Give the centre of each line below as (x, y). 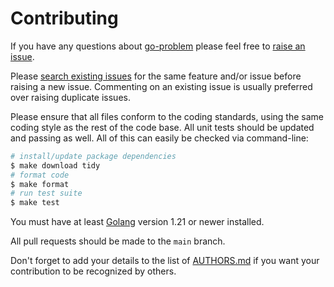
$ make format (40, 184)
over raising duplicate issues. (70, 97)
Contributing (64, 18)
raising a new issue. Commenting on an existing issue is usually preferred (161, 86)
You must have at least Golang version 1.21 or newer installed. (137, 222)
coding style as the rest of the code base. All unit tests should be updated (162, 127)
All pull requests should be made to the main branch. (118, 241)
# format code (40, 175)
